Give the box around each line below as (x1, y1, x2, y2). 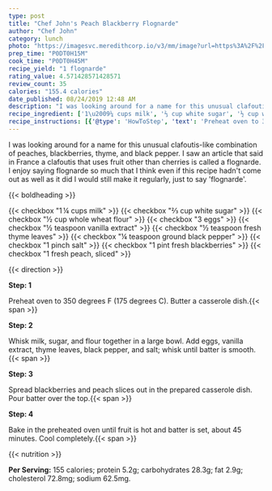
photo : (8, 42, 31, 50)
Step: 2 (8, 320, 34, 329)
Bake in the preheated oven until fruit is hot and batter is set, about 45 (8, 424, 242, 434)
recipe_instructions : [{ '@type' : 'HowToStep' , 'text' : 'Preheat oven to (8, 118, 259, 126)
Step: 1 (8, 280, 32, 290)
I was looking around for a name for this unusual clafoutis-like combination (8, 140, 257, 149)
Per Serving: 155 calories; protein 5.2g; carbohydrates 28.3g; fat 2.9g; (8, 464, 244, 475)
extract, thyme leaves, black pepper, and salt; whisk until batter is (8, 344, 227, 354)
